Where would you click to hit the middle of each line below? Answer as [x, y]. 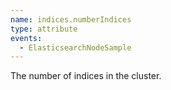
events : [26, 38]
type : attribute [44, 29]
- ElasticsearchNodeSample [75, 47]
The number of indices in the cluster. [86, 76]
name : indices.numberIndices [71, 19]
